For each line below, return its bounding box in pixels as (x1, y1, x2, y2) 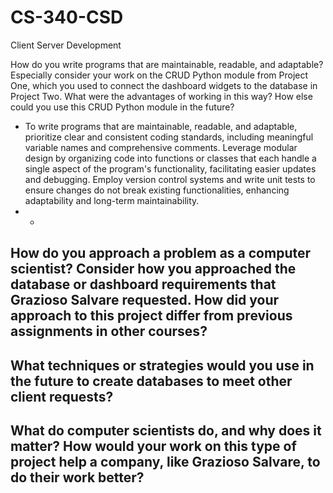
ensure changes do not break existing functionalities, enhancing (24, 184, 290, 196)
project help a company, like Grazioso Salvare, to (10, 454, 321, 471)
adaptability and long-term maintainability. (24, 194, 200, 206)
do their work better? (10, 469, 145, 486)
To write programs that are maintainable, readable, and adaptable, (24, 120, 298, 132)
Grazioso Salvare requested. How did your (10, 292, 280, 309)
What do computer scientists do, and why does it (10, 422, 322, 440)
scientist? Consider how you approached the (10, 261, 297, 278)
